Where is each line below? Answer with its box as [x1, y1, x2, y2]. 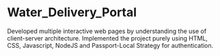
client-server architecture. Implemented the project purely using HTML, [7, 34, 208, 42]
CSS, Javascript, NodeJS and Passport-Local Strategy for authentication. [7, 41, 214, 49]
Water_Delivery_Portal [7, 5, 137, 20]
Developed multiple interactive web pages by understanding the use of [7, 27, 207, 35]
